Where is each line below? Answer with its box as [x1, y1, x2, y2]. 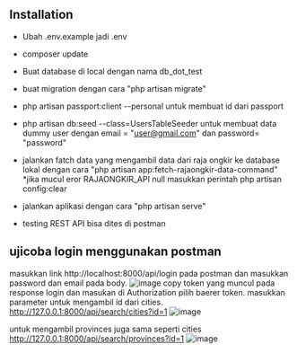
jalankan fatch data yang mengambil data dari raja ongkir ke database [22, 154, 281, 165]
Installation [9, 7, 74, 22]
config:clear [22, 183, 67, 194]
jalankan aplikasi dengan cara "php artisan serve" [22, 200, 206, 211]
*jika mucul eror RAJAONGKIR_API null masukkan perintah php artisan [22, 173, 283, 184]
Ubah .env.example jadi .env [22, 31, 127, 41]
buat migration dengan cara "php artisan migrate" [22, 83, 206, 93]
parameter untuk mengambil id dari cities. [9, 296, 163, 307]
